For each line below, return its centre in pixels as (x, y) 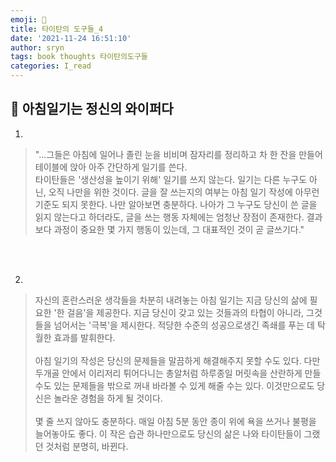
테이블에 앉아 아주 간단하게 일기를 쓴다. (111, 167)
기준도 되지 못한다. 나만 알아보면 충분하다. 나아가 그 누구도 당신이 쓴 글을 (176, 204)
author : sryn (37, 47)
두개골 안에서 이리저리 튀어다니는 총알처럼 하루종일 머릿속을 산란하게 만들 (178, 373)
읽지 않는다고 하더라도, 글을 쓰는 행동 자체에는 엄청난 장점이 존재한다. (169, 217)
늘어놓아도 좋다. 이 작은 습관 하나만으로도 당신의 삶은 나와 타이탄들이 (168, 433)
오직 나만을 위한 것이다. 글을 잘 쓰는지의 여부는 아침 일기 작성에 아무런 (184, 192)
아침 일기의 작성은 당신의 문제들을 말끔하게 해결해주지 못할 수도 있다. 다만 (177, 360)
